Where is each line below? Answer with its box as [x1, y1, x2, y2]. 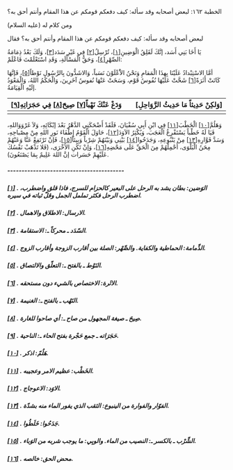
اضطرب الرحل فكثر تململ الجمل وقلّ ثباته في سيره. [7, 191, 143, 199]
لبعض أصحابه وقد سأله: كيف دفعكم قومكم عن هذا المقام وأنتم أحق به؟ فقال [7, 34, 204, 42]
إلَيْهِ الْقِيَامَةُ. [7, 83, 37, 91]
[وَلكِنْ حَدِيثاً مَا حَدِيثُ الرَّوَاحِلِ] [135, 100, 223, 109]
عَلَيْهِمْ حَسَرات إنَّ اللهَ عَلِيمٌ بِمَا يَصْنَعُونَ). [7, 150, 109, 159]
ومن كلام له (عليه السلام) [7, 21, 72, 29]
